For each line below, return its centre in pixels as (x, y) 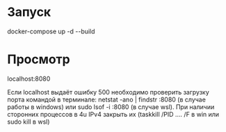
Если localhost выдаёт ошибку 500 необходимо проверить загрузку (108, 92)
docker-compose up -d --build (51, 31)
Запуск (29, 12)
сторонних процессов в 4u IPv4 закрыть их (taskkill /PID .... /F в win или (113, 114)
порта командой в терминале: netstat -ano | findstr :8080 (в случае (107, 99)
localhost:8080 (29, 79)
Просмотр (39, 59)
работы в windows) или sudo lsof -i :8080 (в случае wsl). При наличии (111, 107)
